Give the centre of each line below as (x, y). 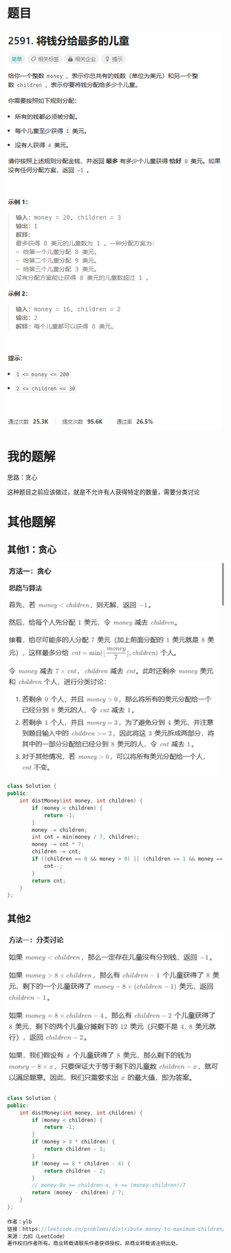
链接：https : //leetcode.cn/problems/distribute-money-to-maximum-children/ (117, 1229)
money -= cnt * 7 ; (58, 845)
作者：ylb (20, 1222)
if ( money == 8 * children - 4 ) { (81, 1163)
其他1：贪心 (32, 550)
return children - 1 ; (75, 1149)
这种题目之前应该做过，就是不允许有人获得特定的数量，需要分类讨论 (103, 492)
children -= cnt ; (56, 852)
